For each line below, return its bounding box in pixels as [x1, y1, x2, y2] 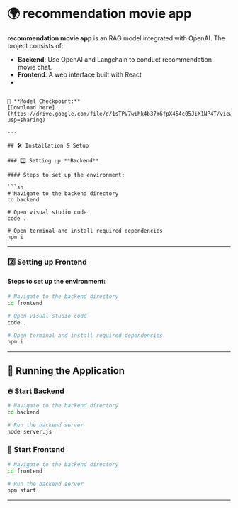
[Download [7, 104, 37, 111]
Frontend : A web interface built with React [17, 70, 142, 79]
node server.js [7, 428, 52, 435]
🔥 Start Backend [7, 386, 65, 396]
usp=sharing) [7, 116, 46, 123]
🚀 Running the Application [7, 365, 125, 377]
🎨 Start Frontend [7, 445, 65, 455]
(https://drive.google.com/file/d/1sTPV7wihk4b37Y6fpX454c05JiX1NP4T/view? [7, 110, 236, 117]
